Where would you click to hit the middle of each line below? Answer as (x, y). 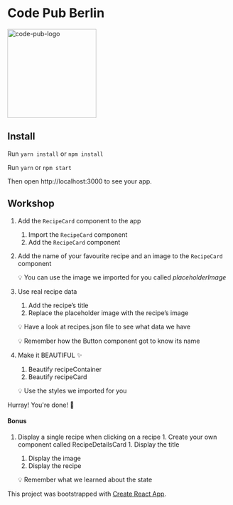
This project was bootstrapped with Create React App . (87, 494)
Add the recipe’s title (58, 305)
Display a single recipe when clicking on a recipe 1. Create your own (117, 437)
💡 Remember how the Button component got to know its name (109, 341)
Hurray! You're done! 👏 (41, 405)
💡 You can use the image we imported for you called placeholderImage (122, 277)
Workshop (31, 204)
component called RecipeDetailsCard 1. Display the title (98, 444)
